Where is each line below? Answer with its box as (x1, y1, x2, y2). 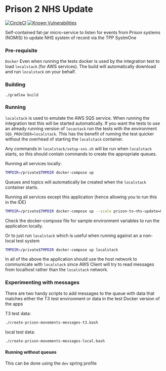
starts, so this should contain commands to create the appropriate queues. (5, 151, 157, 157)
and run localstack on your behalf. (5, 69, 76, 75)
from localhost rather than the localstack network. (5, 267, 109, 273)
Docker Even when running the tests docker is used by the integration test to (5, 58, 160, 64)
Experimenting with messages (5, 279, 80, 286)
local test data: (5, 329, 36, 335)
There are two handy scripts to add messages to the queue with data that (5, 290, 155, 296)
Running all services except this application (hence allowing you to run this (5, 194, 157, 200)
